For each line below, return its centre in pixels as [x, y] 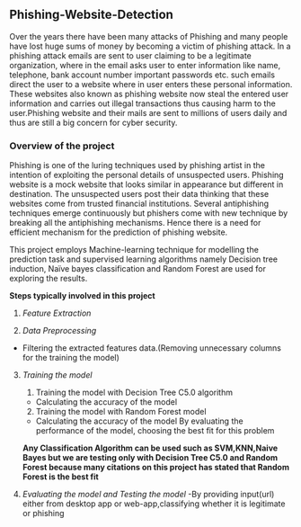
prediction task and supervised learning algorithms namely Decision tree [144, 259]
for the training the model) [71, 358]
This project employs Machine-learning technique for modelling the [134, 250]
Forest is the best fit [60, 477]
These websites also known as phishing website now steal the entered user [149, 94]
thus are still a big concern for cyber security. [93, 122]
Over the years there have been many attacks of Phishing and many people [149, 36]
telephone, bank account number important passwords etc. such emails [142, 75]
